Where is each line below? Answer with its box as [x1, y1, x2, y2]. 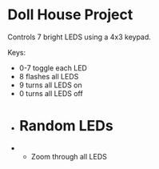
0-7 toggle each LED [18, 62, 87, 73]
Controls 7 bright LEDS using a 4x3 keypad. [7, 32, 151, 42]
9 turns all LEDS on [18, 80, 82, 90]
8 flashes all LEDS [18, 71, 79, 81]
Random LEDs [18, 117, 113, 135]
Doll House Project [7, 6, 133, 24]
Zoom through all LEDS [30, 151, 107, 161]
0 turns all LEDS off [18, 88, 83, 98]
